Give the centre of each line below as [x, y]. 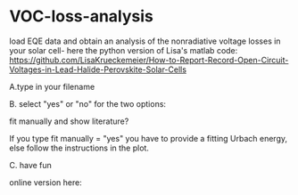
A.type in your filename [52, 86]
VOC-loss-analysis [82, 16]
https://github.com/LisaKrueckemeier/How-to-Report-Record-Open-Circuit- [149, 60]
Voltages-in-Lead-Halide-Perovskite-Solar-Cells [98, 69]
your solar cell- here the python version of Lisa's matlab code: [124, 50]
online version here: [46, 182]
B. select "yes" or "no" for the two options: [88, 103]
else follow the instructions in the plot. [79, 148]
